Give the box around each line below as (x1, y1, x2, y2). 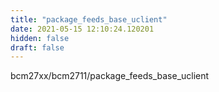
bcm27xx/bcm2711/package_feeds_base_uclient (10, 70, 210, 82)
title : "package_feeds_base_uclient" (10, 14, 168, 25)
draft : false (10, 42, 65, 53)
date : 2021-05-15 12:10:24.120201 (10, 24, 155, 34)
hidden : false (10, 33, 70, 43)
